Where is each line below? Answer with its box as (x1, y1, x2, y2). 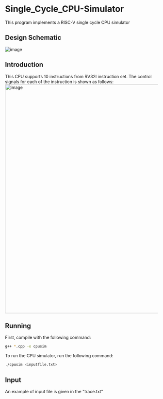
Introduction (5, 61, 44, 69)
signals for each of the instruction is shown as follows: (5, 79, 114, 85)
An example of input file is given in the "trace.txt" (5, 388, 103, 394)
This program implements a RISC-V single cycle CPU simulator (5, 19, 130, 25)
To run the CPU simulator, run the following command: (5, 353, 114, 359)
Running (5, 322, 32, 330)
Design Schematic (5, 34, 62, 42)
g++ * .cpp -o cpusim (5, 344, 47, 349)
